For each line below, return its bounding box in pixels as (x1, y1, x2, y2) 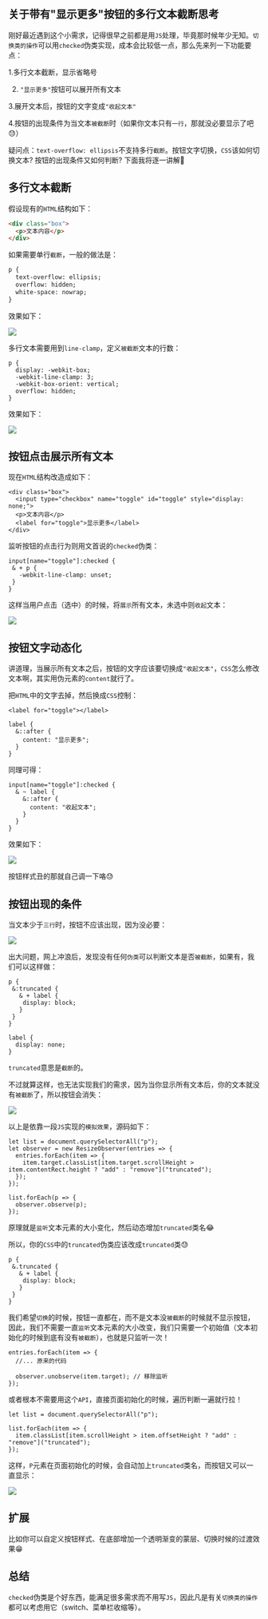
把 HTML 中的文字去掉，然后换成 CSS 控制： (8, 691, 139, 700)
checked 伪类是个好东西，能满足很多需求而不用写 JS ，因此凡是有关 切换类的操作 (8, 1592, 258, 1601)
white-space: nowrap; (15, 288, 88, 296)
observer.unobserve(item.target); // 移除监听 (15, 1373, 168, 1381)
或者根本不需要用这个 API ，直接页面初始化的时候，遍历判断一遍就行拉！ (8, 1394, 243, 1405)
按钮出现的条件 (8, 897, 82, 911)
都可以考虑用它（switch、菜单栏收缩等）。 (8, 1602, 145, 1612)
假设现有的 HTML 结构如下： (8, 203, 93, 213)
